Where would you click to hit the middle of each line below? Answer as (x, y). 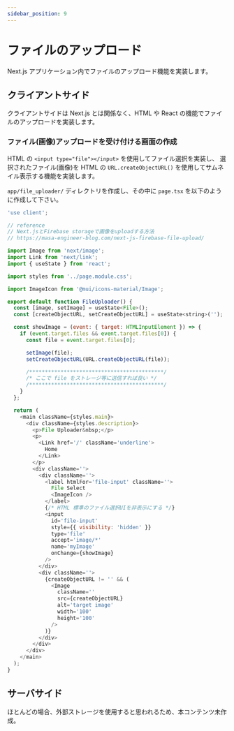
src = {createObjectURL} (90, 599)
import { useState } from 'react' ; (59, 264)
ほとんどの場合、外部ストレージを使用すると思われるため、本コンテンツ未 (114, 711)
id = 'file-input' (75, 521)
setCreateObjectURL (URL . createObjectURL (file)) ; (98, 359)
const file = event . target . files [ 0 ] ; (81, 340)
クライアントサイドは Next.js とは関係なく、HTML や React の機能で (106, 113)
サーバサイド (35, 694)
